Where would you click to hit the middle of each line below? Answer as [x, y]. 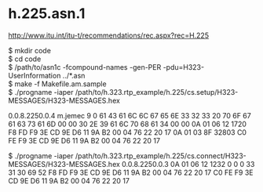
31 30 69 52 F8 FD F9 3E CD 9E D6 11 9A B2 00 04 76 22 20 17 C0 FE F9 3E [131, 172]
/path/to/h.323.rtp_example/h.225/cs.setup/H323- [157, 92]
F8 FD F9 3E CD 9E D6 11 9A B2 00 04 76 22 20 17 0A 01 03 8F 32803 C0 [128, 132]
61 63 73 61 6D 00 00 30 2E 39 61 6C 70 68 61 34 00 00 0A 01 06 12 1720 [128, 124]
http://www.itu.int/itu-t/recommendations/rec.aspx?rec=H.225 [109, 35]
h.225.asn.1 [47, 14]
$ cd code [25, 59]
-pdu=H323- [184, 67]
